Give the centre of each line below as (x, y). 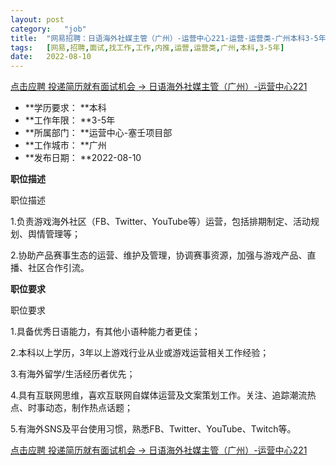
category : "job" (48, 29)
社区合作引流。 (58, 268)
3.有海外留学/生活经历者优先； (73, 374)
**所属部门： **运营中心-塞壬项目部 (98, 133)
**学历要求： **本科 (65, 108)
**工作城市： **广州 (65, 145)
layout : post (37, 19)
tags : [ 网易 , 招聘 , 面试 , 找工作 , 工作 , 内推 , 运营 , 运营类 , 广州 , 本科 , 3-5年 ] (147, 47)
